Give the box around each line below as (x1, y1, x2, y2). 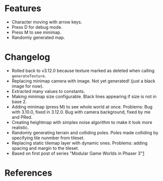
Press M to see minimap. (11, 29, 61, 35)
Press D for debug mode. (11, 24, 62, 30)
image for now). (11, 83, 44, 89)
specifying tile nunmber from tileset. (11, 135, 85, 141)
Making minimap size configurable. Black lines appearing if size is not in (11, 93, 157, 99)
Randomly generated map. (11, 35, 65, 40)
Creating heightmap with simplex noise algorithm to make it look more (11, 119, 152, 125)
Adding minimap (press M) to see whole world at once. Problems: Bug (11, 104, 153, 109)
